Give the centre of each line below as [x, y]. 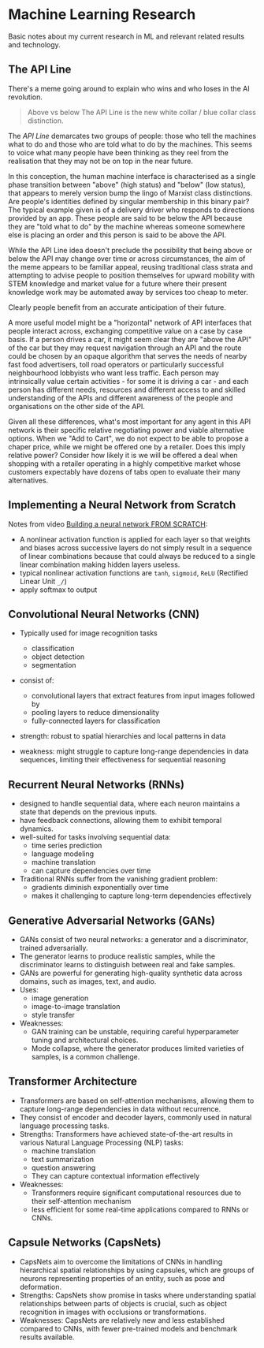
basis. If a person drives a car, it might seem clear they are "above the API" [130, 339]
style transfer [53, 1015]
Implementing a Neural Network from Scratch [122, 505]
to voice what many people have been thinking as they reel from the [118, 152]
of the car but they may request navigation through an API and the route [125, 348]
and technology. [34, 44]
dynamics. [36, 829]
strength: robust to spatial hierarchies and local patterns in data [123, 736]
